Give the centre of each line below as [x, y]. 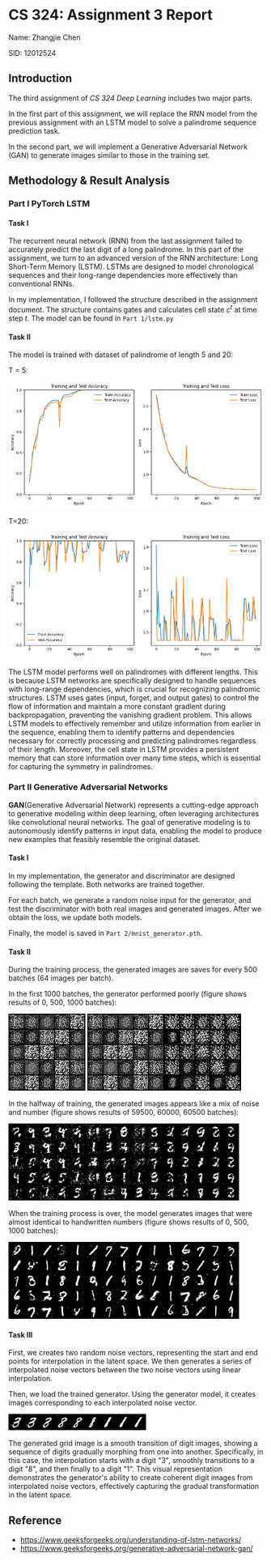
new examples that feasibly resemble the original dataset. [104, 839]
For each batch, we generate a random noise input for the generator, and [130, 900]
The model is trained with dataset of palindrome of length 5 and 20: [121, 355]
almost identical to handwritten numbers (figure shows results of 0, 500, [129, 1222]
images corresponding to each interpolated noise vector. [103, 1403]
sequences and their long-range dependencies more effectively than [123, 275]
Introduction [40, 79]
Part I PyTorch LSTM [49, 204]
